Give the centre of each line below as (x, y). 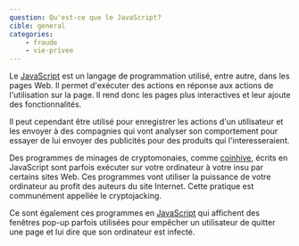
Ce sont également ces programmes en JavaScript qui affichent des (135, 213)
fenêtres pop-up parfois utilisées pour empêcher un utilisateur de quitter (142, 223)
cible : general (37, 26)
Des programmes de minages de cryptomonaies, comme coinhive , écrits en (149, 158)
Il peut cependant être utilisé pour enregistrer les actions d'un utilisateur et (146, 122)
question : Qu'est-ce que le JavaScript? (86, 17)
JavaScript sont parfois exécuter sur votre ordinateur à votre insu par (136, 168)
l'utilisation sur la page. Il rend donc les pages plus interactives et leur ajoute (150, 95)
